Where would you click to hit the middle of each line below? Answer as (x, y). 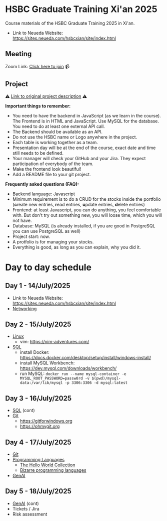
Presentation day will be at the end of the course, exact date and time (84, 148)
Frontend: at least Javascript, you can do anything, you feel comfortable (87, 210)
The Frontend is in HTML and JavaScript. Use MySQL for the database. (85, 121)
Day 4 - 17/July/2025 (38, 442)
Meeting (18, 54)
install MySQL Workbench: (47, 363)
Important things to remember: (38, 106)
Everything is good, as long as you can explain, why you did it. (76, 247)
